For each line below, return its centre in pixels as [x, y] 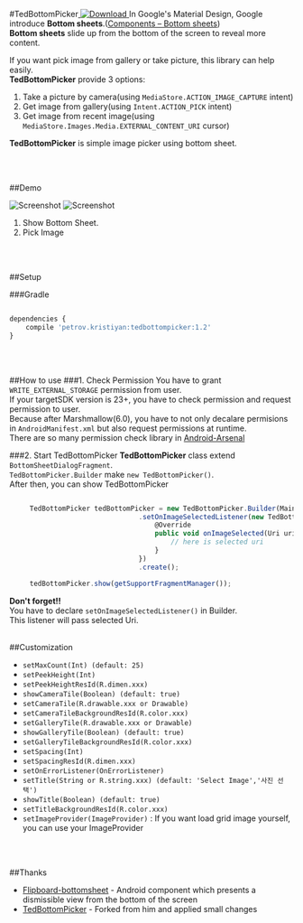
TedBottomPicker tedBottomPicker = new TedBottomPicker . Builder [153, 508]
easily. [21, 70]
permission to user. [45, 409]
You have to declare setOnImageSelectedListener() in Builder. [123, 611]
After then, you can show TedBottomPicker [89, 484]
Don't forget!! [35, 601]
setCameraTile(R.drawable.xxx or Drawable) [106, 704]
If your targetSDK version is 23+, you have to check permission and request [150, 399]
